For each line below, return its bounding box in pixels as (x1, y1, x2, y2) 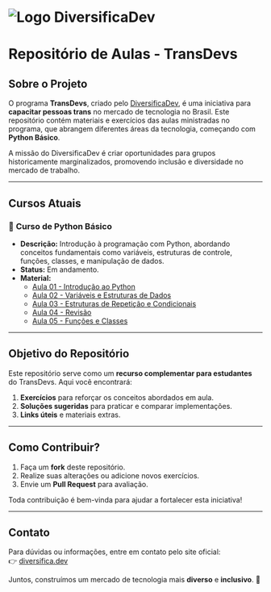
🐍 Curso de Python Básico (8, 220, 113, 231)
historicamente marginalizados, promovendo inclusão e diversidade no (8, 157, 244, 167)
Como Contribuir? (8, 440, 101, 455)
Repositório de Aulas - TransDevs (8, 45, 238, 64)
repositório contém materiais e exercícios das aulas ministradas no (8, 115, 230, 125)
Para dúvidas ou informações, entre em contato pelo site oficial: (8, 547, 221, 557)
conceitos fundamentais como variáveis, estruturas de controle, (19, 247, 232, 257)
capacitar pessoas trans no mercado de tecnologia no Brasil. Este (8, 107, 230, 117)
